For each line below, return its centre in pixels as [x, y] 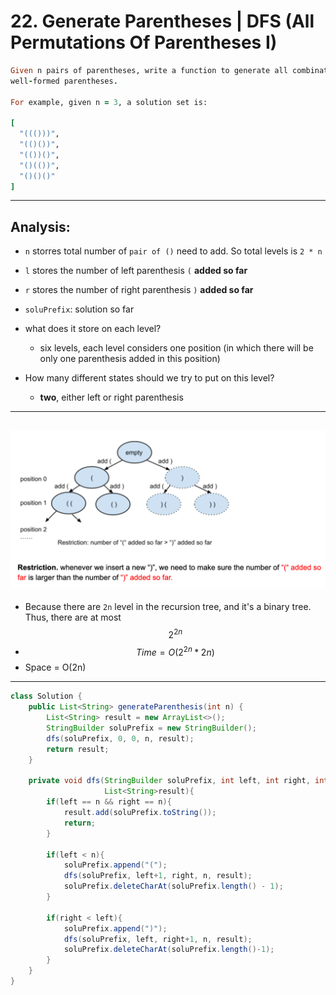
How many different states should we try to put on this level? [149, 378]
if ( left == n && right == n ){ [109, 802]
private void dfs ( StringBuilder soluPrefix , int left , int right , [169, 781]
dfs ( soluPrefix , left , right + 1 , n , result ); [158, 939]
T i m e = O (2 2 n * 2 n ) [175, 651]
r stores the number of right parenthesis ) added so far [139, 290]
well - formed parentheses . [64, 81]
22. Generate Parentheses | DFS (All [162, 21]
